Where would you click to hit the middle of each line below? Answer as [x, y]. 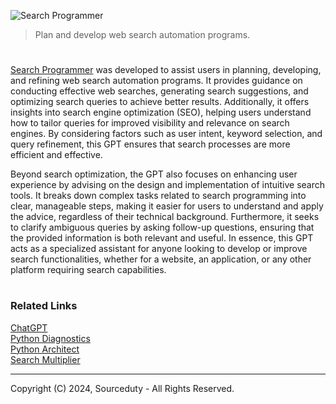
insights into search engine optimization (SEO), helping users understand [161, 112]
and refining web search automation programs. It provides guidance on [156, 81]
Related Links [44, 306]
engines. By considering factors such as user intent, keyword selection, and [166, 134]
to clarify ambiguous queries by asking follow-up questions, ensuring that [162, 227]
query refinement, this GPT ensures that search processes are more [150, 144]
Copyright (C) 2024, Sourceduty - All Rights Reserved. [122, 388]
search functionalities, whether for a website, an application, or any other [161, 259]
